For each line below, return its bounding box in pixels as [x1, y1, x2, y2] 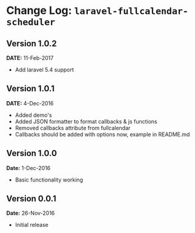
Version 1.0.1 [6, 84, 55, 94]
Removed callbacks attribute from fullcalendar [15, 124, 131, 131]
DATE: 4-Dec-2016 [6, 99, 54, 107]
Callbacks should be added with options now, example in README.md [15, 131, 190, 138]
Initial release [15, 222, 48, 229]
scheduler [6, 16, 56, 28]
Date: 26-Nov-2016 [6, 209, 55, 217]
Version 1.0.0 [6, 148, 58, 159]
